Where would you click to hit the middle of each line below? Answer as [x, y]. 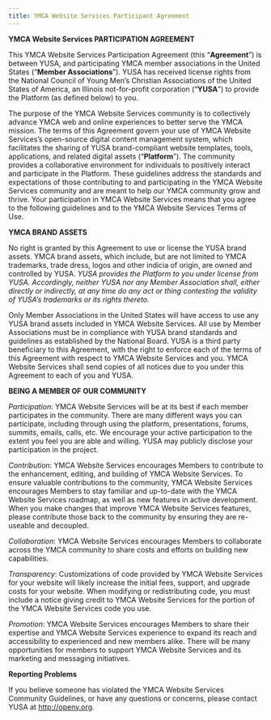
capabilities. [28, 558]
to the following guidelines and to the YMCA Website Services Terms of [127, 208]
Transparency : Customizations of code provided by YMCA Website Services [135, 574]
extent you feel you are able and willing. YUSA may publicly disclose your [131, 441]
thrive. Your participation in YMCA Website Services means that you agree [132, 199]
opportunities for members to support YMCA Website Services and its [125, 650]
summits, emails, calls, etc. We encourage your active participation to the [130, 432]
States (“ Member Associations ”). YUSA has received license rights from [130, 72]
